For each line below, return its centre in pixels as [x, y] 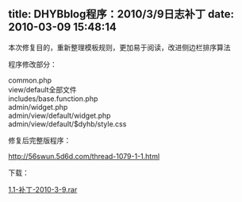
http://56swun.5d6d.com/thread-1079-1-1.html [84, 156]
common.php [30, 80]
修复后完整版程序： [40, 140]
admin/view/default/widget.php [60, 115]
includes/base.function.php [53, 99]
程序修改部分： [33, 64]
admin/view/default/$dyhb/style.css [67, 124]
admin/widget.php [38, 107]
